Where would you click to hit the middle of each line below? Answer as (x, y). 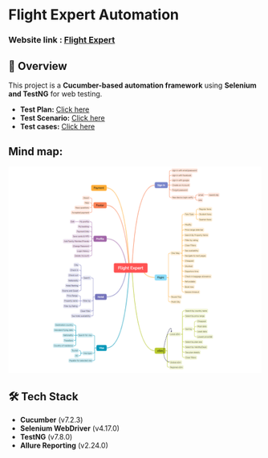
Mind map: (36, 151)
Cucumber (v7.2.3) (51, 420)
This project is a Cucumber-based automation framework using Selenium (132, 85)
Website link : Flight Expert (62, 40)
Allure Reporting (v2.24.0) (64, 446)
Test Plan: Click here (55, 109)
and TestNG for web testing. (55, 93)
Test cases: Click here (57, 126)
